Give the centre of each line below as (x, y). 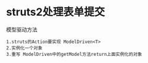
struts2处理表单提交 (56, 12)
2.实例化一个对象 (24, 48)
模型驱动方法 (22, 29)
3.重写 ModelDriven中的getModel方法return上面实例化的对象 (74, 54)
